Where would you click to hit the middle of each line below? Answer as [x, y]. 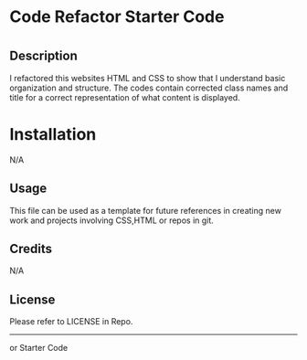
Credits [31, 249]
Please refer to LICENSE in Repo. [71, 322]
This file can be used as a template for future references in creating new [145, 210]
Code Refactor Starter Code [117, 17]
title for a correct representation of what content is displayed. [125, 97]
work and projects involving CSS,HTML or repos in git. [112, 220]
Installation [53, 134]
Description [43, 56]
